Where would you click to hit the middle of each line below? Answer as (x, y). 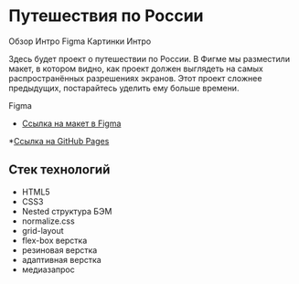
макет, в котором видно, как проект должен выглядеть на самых (136, 68)
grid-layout (43, 230)
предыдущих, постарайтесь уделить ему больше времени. (124, 88)
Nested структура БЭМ (67, 211)
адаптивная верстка (61, 259)
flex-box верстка (54, 240)
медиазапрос (48, 269)
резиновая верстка (59, 250)
